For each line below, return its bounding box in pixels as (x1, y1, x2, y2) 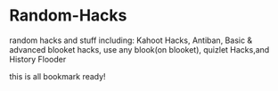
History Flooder (9, 54, 67, 64)
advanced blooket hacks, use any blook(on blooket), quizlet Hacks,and (9, 44, 270, 54)
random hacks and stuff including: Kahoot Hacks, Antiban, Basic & (9, 35, 253, 45)
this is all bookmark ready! (9, 70, 106, 81)
